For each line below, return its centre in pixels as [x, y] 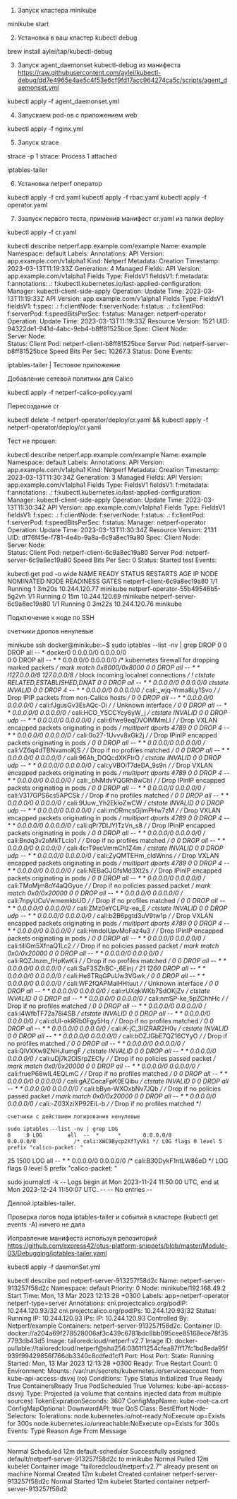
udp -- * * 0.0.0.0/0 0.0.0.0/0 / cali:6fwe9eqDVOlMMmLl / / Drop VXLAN [112, 720]
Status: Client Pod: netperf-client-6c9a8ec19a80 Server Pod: [96, 552]
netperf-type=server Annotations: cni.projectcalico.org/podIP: [98, 1303]
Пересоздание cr [33, 406]
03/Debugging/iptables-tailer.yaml [57, 1253]
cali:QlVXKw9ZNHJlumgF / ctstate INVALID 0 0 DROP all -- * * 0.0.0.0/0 [112, 1051]
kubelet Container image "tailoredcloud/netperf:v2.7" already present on [113, 1466]
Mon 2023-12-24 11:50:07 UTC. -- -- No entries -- [80, 1189]
